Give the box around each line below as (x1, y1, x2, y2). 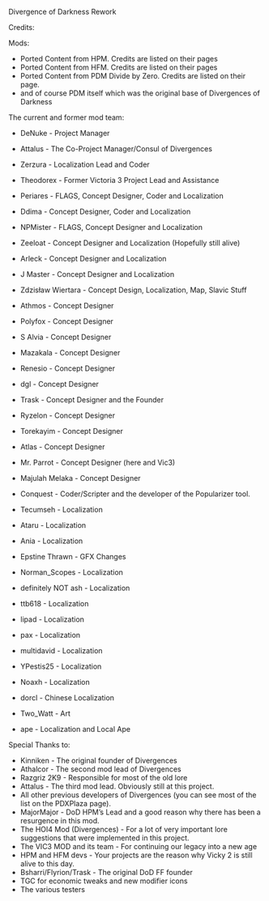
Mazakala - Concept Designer (19, 348, 121, 357)
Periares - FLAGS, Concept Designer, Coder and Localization (19, 191, 224, 201)
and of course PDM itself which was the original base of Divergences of (19, 88, 261, 98)
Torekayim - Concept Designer (19, 427, 123, 436)
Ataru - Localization (19, 521, 87, 529)
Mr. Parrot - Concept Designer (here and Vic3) (19, 457, 176, 467)
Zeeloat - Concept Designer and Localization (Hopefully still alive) (19, 238, 241, 248)
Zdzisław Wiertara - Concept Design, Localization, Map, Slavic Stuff (19, 285, 247, 295)
